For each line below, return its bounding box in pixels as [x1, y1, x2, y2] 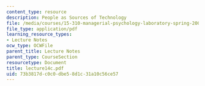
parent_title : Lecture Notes [6, 48, 81, 55]
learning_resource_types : [6, 31, 72, 38]
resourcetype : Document [6, 59, 67, 65]
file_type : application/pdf [6, 25, 78, 32]
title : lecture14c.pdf [6, 65, 64, 71]
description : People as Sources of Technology [6, 15, 127, 21]
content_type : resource [6, 8, 67, 15]
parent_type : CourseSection [6, 54, 78, 60]
